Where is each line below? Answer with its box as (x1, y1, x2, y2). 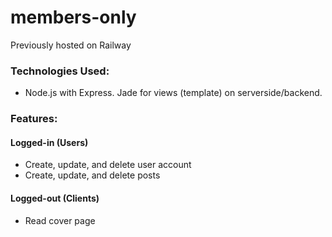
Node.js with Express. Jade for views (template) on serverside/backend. (24, 87, 323, 99)
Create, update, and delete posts (24, 169, 161, 181)
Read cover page (24, 214, 96, 226)
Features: (10, 112, 58, 126)
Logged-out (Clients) (10, 192, 100, 204)
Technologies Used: (10, 64, 110, 78)
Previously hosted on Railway (10, 39, 132, 51)
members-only (10, 6, 137, 29)
